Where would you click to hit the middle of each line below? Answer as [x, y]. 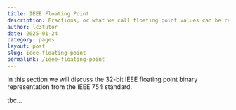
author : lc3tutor [33, 27]
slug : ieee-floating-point [47, 53]
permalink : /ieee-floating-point [56, 60]
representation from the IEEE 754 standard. [70, 87]
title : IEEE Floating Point [48, 14]
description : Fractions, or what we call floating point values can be [114, 20]
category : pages [31, 40]
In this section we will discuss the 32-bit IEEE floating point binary [103, 79]
